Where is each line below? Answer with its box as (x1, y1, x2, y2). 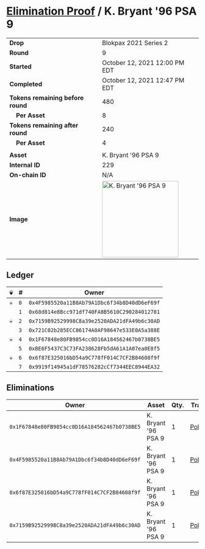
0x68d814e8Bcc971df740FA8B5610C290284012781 (28, 308, 160, 315)
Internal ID (9, 161, 41, 169)
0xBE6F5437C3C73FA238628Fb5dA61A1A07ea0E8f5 (28, 345, 160, 352)
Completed (9, 79, 43, 88)
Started (9, 62, 32, 71)
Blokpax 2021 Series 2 (101, 38, 168, 47)
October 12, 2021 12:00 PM (101, 58, 185, 67)
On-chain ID (9, 170, 46, 179)
